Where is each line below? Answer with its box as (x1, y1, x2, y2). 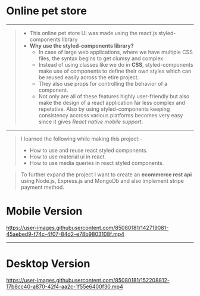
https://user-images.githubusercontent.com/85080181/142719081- (6, 224, 169, 231)
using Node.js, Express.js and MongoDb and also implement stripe (20, 177, 185, 184)
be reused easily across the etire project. (38, 73, 139, 81)
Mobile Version (6, 204, 83, 218)
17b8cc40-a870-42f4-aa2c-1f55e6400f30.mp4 (6, 283, 123, 290)
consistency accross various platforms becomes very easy (38, 111, 183, 119)
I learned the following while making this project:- (20, 135, 142, 142)
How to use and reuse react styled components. (29, 147, 148, 154)
